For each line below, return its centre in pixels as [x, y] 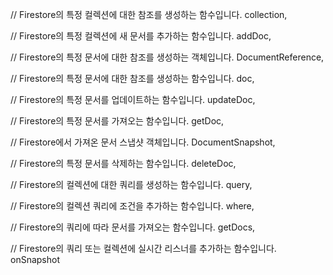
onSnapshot [35, 259]
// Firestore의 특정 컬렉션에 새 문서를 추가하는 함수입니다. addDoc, [141, 36]
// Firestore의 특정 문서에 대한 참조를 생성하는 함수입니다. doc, [132, 78]
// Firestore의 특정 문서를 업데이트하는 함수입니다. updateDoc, [133, 99]
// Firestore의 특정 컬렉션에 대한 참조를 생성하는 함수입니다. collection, [149, 14]
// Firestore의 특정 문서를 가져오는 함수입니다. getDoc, [117, 121]
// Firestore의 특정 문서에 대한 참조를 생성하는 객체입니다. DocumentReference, [167, 57]
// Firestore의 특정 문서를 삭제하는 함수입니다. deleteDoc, [123, 163]
